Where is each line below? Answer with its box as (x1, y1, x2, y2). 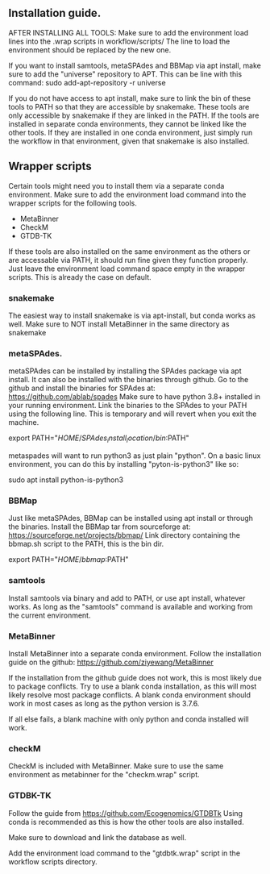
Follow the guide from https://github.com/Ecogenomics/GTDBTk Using (8, 808, 243, 818)
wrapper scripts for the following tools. (8, 198, 137, 208)
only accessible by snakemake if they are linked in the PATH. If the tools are (8, 110, 260, 120)
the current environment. (8, 610, 91, 620)
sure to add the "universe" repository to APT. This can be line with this (8, 69, 243, 79)
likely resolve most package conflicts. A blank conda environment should (8, 689, 251, 700)
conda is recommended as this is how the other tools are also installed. (8, 817, 244, 826)
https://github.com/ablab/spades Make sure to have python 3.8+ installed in (8, 392, 260, 402)
